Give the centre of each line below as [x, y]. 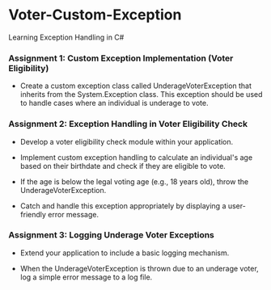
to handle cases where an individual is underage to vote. [114, 103]
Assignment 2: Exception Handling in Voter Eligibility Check [128, 124]
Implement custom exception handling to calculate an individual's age [136, 157]
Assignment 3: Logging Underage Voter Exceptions [111, 235]
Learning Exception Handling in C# [66, 37]
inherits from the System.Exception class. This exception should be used [141, 95]
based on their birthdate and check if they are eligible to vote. [123, 166]
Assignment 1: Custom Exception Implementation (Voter [121, 58]
